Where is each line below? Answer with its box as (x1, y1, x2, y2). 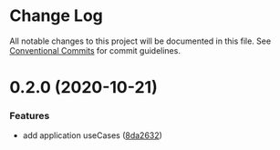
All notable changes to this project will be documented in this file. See (9, 35, 272, 46)
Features (9, 110, 50, 123)
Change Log (9, 5, 103, 26)
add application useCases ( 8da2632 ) (22, 130, 162, 141)
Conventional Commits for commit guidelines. (9, 45, 181, 55)
